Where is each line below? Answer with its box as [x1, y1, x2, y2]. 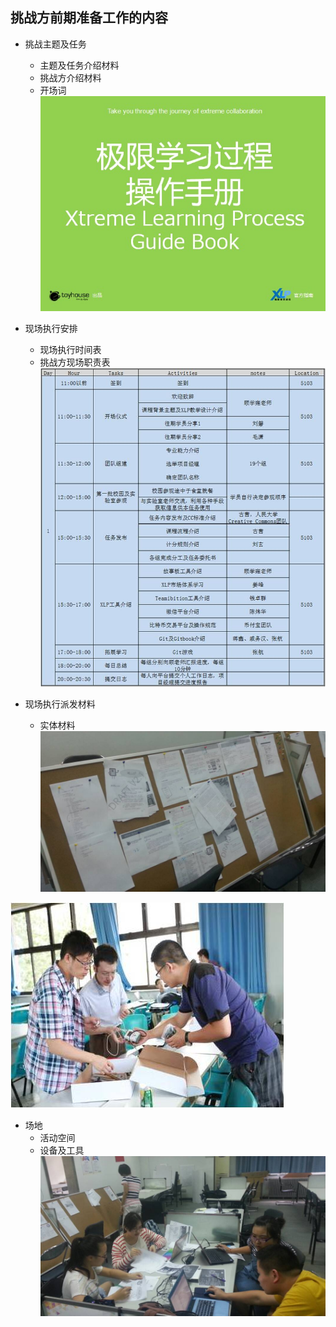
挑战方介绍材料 [39, 71, 102, 83]
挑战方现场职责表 [39, 356, 111, 368]
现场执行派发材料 [24, 698, 96, 710]
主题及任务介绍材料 [39, 59, 120, 71]
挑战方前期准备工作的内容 [10, 9, 168, 27]
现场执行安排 [24, 322, 78, 334]
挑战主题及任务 [24, 38, 87, 50]
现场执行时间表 [39, 343, 102, 355]
